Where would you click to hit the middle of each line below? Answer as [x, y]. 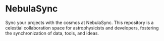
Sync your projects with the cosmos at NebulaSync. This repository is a [79, 22]
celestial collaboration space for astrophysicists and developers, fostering [82, 27]
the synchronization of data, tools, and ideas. [52, 33]
